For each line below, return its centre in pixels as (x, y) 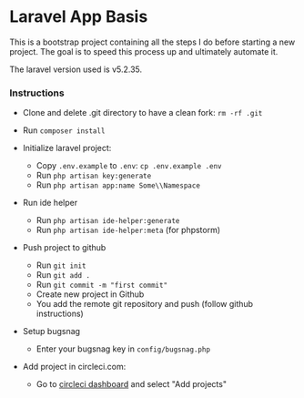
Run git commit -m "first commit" (102, 285)
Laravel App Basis (79, 17)
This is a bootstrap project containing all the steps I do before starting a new (152, 42)
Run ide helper (50, 203)
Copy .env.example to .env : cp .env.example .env (129, 166)
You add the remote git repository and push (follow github (144, 304)
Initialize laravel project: (67, 148)
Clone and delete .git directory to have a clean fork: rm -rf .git (142, 113)
